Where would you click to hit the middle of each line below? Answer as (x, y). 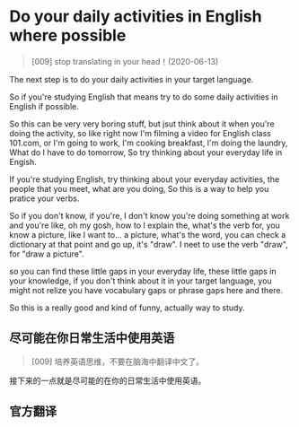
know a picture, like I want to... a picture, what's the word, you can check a (148, 234)
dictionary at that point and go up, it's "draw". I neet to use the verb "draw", (149, 244)
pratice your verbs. (44, 198)
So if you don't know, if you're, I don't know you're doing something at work (149, 215)
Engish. (23, 161)
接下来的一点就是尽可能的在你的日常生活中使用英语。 (108, 380)
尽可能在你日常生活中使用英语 (92, 338)
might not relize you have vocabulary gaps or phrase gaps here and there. (146, 290)
